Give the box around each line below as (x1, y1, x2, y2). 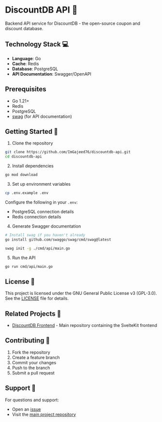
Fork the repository (12, 349, 51, 355)
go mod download (5, 172, 38, 178)
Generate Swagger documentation (12, 223, 81, 229)
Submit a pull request (12, 370, 55, 375)
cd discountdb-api (5, 154, 42, 159)
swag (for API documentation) (12, 114, 73, 119)
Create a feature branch (12, 354, 60, 360)
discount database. (5, 25, 44, 31)
